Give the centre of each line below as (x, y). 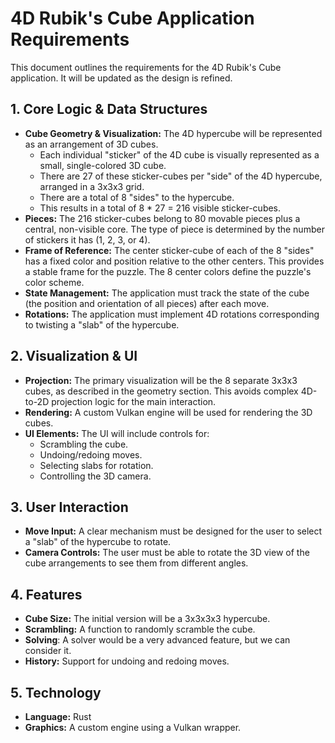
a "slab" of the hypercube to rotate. (98, 542)
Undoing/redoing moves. (91, 454)
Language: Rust (58, 716)
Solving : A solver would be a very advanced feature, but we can (157, 640)
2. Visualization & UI (74, 356)
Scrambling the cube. (84, 444)
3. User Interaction (69, 507)
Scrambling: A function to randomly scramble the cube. (140, 629)
